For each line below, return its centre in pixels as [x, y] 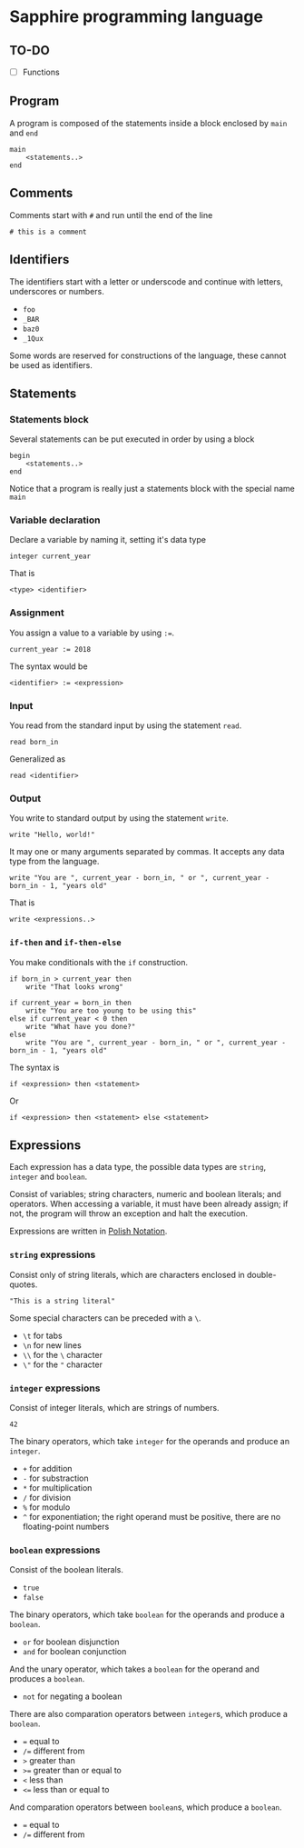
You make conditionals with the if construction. [99, 962]
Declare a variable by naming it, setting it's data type [108, 540]
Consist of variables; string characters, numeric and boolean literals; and [145, 1194]
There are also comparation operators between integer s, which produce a [149, 1714]
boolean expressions [55, 1550]
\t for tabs [42, 1335]
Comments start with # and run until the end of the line [111, 215]
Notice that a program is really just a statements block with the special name [152, 489]
